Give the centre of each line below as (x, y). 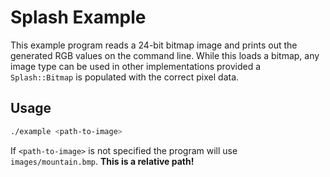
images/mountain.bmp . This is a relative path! (102, 161)
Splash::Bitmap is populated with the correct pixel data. (125, 77)
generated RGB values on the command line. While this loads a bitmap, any (165, 55)
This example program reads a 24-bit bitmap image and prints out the (154, 45)
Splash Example (78, 17)
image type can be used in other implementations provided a (136, 66)
